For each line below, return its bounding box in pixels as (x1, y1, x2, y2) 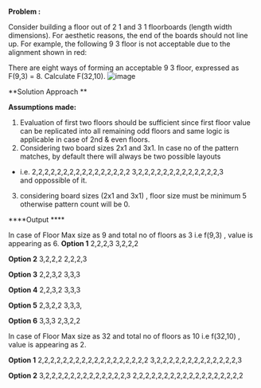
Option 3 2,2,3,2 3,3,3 (8, 270, 81, 279)
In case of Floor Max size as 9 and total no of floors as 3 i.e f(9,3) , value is (8, 230, 253, 240)
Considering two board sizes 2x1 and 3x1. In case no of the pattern (19, 143, 239, 152)
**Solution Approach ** (8, 87, 88, 96)
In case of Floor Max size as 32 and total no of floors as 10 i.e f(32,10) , (8, 331, 240, 341)
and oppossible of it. (19, 175, 88, 185)
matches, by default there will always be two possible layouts (19, 151, 221, 161)
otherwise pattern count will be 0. (19, 199, 130, 209)
